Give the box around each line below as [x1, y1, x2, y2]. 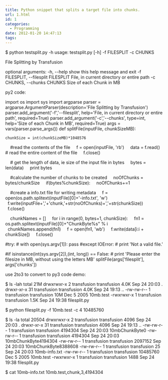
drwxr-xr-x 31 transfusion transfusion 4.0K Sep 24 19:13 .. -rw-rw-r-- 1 [5, 286, 150, 292]
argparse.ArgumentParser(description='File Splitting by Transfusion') [5, 104, 148, 110]
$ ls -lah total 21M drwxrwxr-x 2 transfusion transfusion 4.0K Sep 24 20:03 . [5, 281, 163, 287]
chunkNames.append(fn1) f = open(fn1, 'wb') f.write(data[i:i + [7, 226, 144, 232]
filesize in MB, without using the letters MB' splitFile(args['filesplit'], [5, 256, 144, 262]
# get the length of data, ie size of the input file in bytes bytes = [10, 159, 146, 165]
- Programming [10, 26, 39, 31]
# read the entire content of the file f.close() [5, 149, 101, 156]
